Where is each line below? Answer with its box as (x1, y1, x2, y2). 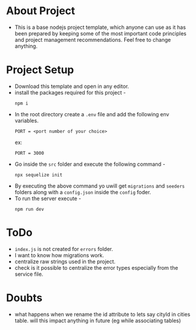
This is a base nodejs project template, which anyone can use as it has (14, 24, 187, 31)
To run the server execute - (14, 195, 81, 202)
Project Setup (6, 63, 75, 77)
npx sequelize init (14, 172, 63, 178)
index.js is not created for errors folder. (14, 245, 114, 252)
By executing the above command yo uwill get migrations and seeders (14, 182, 185, 189)
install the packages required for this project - (14, 89, 126, 96)
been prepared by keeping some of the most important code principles (14, 30, 187, 37)
